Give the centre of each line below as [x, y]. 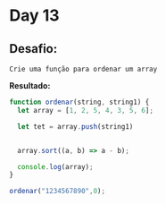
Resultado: [30, 85]
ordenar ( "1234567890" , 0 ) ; [57, 191]
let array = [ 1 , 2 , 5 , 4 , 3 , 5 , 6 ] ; [86, 110]
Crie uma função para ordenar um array [83, 69]
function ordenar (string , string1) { [79, 102]
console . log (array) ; [55, 166]
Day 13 [34, 16]
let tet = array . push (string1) [75, 126]
